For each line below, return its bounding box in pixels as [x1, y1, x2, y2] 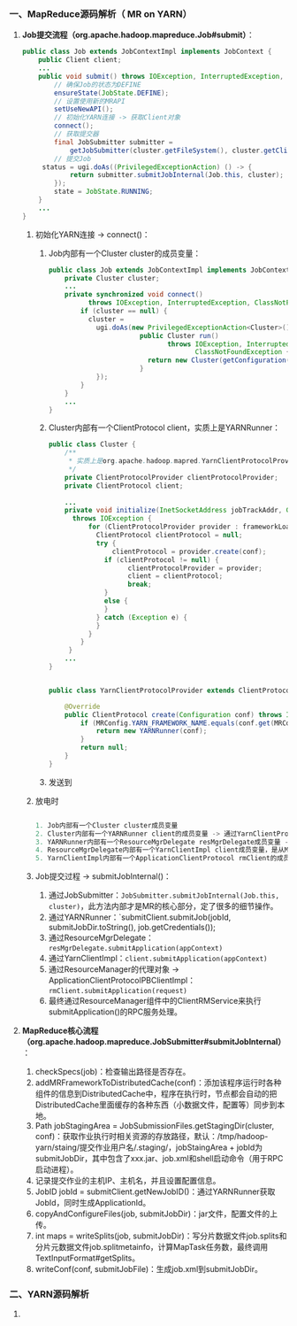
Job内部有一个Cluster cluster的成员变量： [48, 248, 202, 258]
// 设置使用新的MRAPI [54, 96, 126, 105]
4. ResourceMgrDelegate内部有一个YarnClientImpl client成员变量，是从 [34, 845, 286, 855]
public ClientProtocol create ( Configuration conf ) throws [65, 710, 283, 719]
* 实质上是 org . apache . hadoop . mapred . [68, 457, 202, 466]
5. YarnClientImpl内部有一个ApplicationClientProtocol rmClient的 [34, 854, 278, 863]
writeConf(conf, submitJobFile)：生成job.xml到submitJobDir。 [34, 1264, 263, 1275]
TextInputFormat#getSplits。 [34, 1253, 141, 1263]
